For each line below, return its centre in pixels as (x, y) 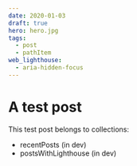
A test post (45, 107)
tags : (17, 38)
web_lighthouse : (35, 61)
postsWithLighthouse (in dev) (68, 153)
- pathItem (33, 53)
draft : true (28, 23)
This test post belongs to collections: (69, 129)
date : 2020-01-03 (37, 16)
